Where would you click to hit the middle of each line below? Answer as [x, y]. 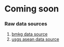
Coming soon [32, 9]
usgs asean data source [35, 39]
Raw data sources [26, 24]
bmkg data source [29, 34]
